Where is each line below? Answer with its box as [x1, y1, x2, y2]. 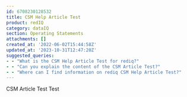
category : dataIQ [6, 25, 49, 31]
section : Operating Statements [6, 31, 84, 37]
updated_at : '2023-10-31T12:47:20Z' [6, 47, 97, 53]
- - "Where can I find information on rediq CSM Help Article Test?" [6, 69, 182, 75]
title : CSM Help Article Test [6, 14, 81, 20]
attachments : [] [6, 36, 46, 42]
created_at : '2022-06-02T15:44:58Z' [6, 42, 97, 48]
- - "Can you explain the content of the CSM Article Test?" [6, 63, 161, 70]
